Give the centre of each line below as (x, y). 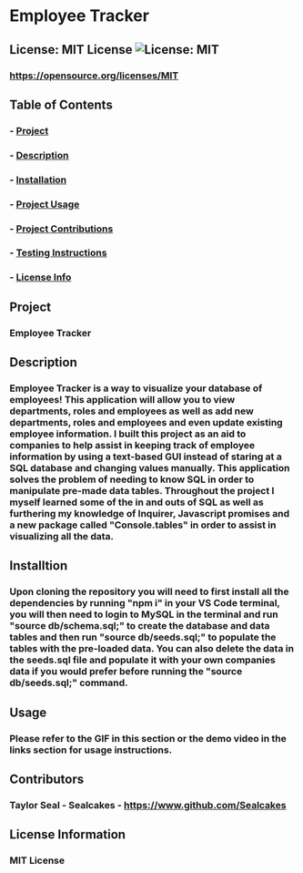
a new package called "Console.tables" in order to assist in (143, 525)
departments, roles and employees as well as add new (132, 411)
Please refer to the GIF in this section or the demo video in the (148, 738)
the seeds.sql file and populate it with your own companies (142, 660)
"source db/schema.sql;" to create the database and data (140, 626)
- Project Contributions (61, 229)
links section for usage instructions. (91, 750)
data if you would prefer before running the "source (126, 672)
